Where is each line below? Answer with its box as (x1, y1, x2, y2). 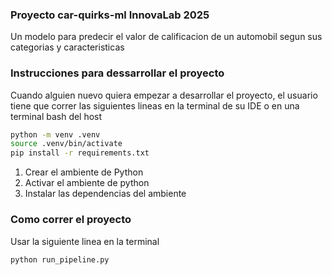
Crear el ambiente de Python (24, 166, 144, 178)
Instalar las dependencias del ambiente (24, 188, 187, 200)
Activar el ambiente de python (24, 177, 150, 189)
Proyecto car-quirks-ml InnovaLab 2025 (10, 8, 210, 22)
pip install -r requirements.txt (10, 148, 150, 158)
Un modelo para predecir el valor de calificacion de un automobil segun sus (10, 31, 323, 43)
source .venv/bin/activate (10, 139, 123, 149)
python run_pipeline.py (10, 254, 110, 265)
